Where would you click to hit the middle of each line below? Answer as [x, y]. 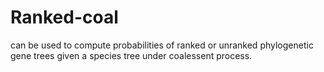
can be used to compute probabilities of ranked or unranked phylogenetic [162, 45]
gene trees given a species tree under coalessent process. [131, 55]
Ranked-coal [64, 17]
